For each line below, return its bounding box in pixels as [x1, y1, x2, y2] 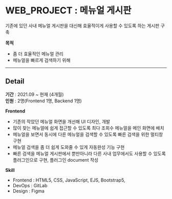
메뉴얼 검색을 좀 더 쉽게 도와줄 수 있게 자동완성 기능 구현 [12, 144, 125, 150]
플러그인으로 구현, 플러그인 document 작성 [12, 157, 99, 163]
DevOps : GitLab [12, 182, 48, 188]
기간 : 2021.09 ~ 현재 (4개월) [5, 91, 64, 97]
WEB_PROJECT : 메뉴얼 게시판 [5, 5, 132, 16]
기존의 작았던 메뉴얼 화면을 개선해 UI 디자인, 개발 [12, 118, 111, 124]
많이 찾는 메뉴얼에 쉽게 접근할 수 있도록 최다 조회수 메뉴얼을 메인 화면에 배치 [12, 125, 165, 131]
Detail [5, 77, 25, 86]
